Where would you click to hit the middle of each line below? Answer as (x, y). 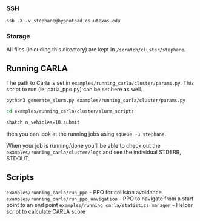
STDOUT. (18, 159)
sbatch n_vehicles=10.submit (43, 122)
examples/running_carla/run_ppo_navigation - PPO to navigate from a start (100, 199)
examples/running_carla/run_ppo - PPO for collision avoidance (84, 192)
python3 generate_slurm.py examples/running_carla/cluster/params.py (96, 101)
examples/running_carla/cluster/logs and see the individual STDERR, (94, 152)
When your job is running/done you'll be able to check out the (83, 146)
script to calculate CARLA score (46, 211)
